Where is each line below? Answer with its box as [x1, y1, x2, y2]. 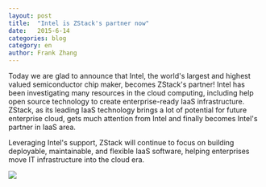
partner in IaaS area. [8, 122, 77, 132]
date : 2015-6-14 [8, 26, 70, 35]
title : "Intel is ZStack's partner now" [8, 19, 150, 27]
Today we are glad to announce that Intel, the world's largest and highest [8, 71, 251, 80]
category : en [8, 42, 52, 50]
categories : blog [8, 34, 67, 43]
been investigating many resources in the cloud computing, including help [8, 88, 254, 97]
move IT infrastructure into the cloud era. [8, 155, 145, 165]
